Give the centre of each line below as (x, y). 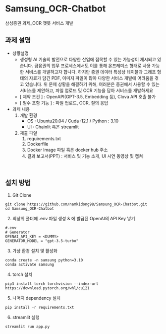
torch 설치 (22, 274)
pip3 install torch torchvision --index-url (52, 284)
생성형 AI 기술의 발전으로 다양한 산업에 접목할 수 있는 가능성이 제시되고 (88, 59)
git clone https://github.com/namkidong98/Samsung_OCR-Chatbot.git (76, 204)
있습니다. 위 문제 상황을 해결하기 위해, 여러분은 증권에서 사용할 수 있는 (92, 84)
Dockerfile (38, 144)
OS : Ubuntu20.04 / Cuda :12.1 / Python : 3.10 (73, 121)
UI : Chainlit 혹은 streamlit (53, 127)
